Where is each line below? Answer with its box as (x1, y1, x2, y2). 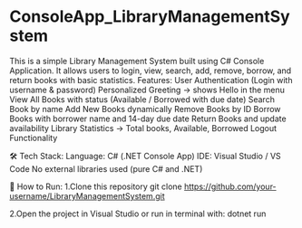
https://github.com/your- (184, 181, 277, 192)
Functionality (9, 132, 58, 143)
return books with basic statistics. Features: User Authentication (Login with (9, 74, 293, 85)
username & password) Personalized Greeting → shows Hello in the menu (9, 84, 286, 95)
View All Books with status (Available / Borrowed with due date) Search (9, 93, 275, 105)
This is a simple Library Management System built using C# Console (9, 55, 265, 66)
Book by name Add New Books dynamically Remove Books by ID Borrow (9, 103, 281, 114)
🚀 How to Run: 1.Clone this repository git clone (9, 181, 183, 192)
